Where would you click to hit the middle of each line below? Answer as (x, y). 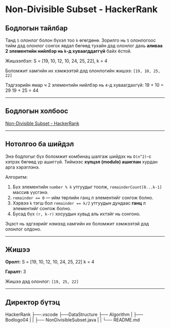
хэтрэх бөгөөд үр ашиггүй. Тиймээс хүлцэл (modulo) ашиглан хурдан (81, 161)
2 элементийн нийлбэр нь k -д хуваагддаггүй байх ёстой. (69, 51)
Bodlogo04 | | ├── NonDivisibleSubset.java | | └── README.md (73, 320)
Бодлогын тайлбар (37, 28)
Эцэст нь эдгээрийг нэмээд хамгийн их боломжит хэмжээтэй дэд (77, 223)
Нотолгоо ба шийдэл (40, 144)
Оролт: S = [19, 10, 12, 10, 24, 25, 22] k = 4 (50, 262)
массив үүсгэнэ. (31, 192)
